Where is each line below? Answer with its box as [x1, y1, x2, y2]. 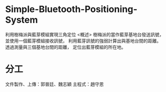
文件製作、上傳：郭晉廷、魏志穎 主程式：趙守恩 [5, 81, 104, 87]
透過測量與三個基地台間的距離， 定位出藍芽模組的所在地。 [5, 44, 126, 50]
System [5, 14, 38, 26]
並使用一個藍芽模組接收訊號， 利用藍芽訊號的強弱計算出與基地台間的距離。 [5, 38, 161, 44]
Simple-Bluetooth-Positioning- [5, 4, 138, 15]
